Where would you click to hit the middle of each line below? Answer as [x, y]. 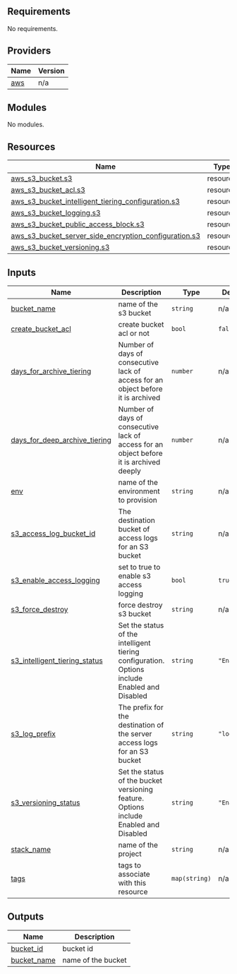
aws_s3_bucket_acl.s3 [48, 190]
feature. [131, 798]
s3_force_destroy [39, 610]
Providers [29, 51]
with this [132, 883]
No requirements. [33, 28]
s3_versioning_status [45, 802]
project [130, 854]
